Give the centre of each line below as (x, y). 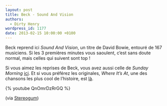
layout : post (19, 10)
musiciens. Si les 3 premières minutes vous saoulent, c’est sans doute (78, 53)
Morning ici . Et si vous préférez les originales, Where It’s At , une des (76, 73)
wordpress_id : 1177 (26, 29)
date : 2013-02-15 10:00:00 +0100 (40, 33)
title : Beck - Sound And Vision (39, 15)
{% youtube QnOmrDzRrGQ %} (38, 88)
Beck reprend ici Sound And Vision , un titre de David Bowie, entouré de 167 (84, 47)
